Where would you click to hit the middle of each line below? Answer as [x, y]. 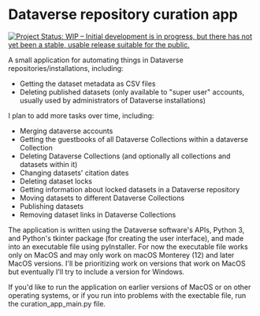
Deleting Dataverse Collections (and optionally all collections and [125, 156]
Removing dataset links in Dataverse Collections [98, 214]
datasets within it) [48, 164]
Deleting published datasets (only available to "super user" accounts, [132, 91]
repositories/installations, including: [66, 68]
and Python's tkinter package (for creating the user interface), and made [126, 238]
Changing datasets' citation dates [74, 173]
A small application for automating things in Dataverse [96, 60]
